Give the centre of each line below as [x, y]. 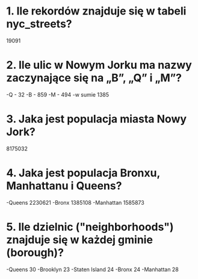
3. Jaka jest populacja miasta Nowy [97, 119]
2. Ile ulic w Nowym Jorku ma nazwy [99, 65]
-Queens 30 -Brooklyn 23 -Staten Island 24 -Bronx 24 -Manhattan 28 [92, 269]
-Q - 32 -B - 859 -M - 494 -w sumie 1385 [58, 94]
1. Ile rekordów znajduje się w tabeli [96, 11]
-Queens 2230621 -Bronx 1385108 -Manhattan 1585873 [75, 202]
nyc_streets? [39, 24]
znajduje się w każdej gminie [80, 239]
